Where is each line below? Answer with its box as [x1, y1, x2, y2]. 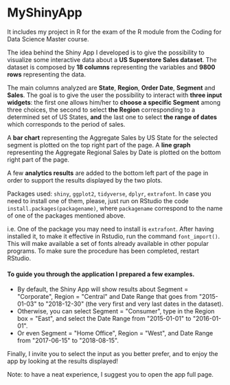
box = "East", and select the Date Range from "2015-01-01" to [16, 315, 192, 323]
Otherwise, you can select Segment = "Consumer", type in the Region [16, 307, 215, 315]
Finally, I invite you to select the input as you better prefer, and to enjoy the [7, 350, 218, 358]
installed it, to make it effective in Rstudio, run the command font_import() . [7, 232, 220, 240]
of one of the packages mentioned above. [7, 211, 126, 220]
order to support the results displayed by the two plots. [7, 176, 163, 184]
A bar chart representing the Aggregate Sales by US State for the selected [7, 133, 218, 142]
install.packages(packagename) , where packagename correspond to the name [7, 204, 223, 212]
